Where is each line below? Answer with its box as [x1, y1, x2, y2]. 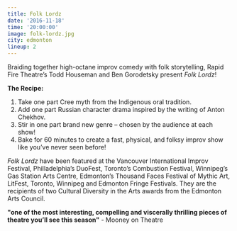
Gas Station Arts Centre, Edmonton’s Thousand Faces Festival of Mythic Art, [7, 171, 231, 180]
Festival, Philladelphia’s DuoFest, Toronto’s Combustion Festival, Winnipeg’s [7, 164, 228, 172]
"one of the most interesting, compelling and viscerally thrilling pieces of [7, 208, 227, 216]
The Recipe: [7, 84, 44, 92]
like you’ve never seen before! [17, 143, 106, 151]
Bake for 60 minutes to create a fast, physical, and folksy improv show [17, 135, 224, 144]
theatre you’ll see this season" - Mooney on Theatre [7, 215, 163, 224]
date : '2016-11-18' [7, 17, 65, 24]
